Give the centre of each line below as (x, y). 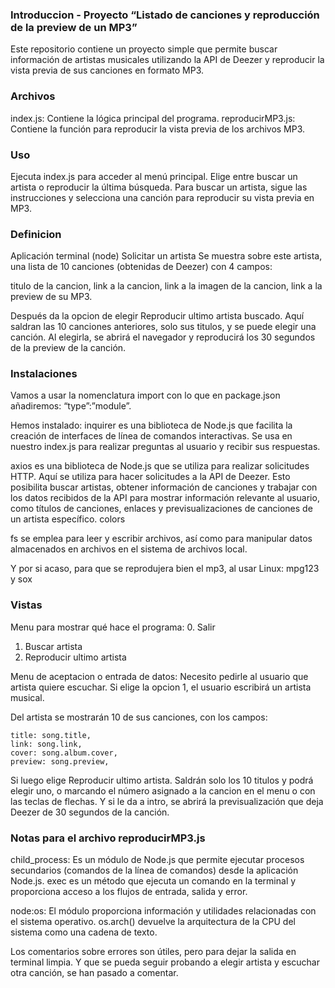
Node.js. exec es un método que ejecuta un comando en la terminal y (153, 881)
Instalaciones (44, 374)
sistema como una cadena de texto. (84, 932)
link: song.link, (46, 744)
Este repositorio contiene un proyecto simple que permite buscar (144, 49)
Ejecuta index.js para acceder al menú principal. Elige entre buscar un (154, 176)
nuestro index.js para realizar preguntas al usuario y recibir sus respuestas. (165, 447)
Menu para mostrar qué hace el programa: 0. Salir (113, 627)
